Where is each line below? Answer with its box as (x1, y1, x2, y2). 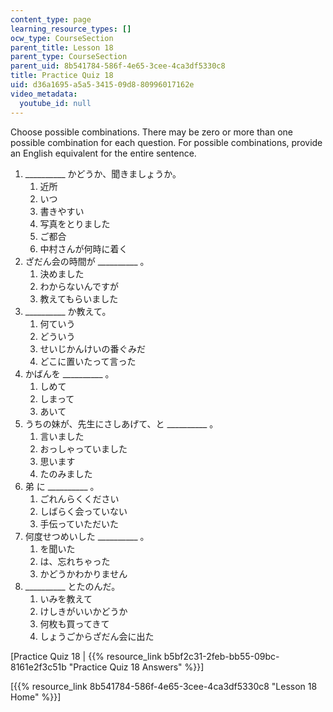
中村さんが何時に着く (39, 242, 128, 255)
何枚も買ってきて (39, 617, 110, 630)
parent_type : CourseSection (10, 52, 128, 62)
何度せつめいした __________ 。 (24, 530, 150, 542)
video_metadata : (10, 89, 78, 99)
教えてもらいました (39, 292, 119, 305)
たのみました (39, 467, 93, 480)
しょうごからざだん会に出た (39, 630, 155, 642)
